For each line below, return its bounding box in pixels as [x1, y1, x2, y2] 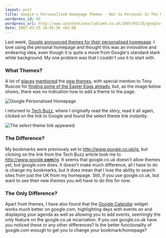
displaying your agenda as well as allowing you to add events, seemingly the [5, 211, 161, 217]
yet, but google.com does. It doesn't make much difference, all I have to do [5, 162, 158, 168]
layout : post [5, 7, 32, 12]
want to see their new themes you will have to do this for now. [5, 177, 131, 183]
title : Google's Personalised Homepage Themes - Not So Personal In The [5, 12, 158, 17]
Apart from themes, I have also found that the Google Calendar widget [5, 201, 148, 207]
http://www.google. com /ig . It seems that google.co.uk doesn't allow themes [5, 156, 161, 163]
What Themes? [5, 67, 43, 74]
